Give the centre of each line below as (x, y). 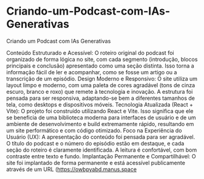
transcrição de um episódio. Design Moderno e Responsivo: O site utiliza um (102, 79)
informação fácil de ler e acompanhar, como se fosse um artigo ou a (92, 72)
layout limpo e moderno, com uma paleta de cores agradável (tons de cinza (101, 85)
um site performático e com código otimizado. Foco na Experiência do (94, 130)
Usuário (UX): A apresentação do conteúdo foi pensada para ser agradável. (101, 137)
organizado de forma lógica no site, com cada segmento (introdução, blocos (102, 59)
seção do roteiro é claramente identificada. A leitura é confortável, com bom (102, 150)
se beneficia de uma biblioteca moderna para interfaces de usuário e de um (101, 118)
